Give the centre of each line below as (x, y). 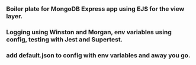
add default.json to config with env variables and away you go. (98, 55)
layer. (15, 16)
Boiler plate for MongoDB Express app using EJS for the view (95, 9)
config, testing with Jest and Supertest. (65, 39)
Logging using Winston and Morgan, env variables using (89, 32)
